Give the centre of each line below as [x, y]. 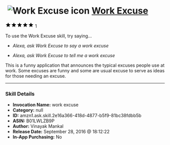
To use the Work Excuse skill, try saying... [49, 36]
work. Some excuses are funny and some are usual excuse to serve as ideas [85, 70]
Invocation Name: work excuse [46, 105]
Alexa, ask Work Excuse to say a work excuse [60, 45]
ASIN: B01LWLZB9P [33, 121]
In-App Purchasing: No [37, 137]
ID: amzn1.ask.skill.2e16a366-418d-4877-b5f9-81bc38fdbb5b [77, 116]
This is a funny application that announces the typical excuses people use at [85, 65]
